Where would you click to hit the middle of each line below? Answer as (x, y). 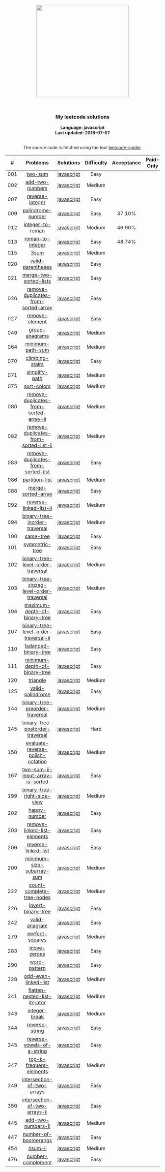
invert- (37, 905)
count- (37, 885)
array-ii (38, 419)
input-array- (37, 776)
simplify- (37, 372)
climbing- (37, 358)
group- (37, 330)
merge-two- (37, 275)
